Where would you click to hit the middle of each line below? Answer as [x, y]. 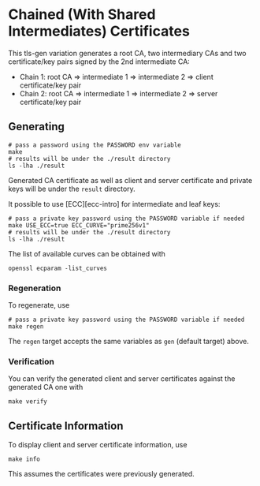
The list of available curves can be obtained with [87, 253]
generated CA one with [46, 387]
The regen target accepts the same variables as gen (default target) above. [129, 342]
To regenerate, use [39, 305]
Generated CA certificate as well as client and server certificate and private [130, 180]
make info [24, 459]
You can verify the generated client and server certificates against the [122, 379]
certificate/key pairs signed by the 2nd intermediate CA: [99, 62]
